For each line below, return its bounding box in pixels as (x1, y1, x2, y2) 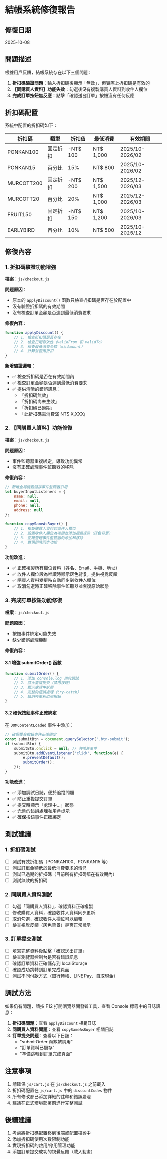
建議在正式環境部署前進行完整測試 (12, 1100, 83, 1106)
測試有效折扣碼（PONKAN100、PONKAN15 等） (12, 858, 111, 864)
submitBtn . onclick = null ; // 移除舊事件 (14, 746, 97, 751)
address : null (14, 508, 43, 513)
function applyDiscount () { (5, 330, 64, 335)
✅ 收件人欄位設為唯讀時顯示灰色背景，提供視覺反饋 (12, 571, 118, 577)
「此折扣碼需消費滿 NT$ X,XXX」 (19, 411, 88, 417)
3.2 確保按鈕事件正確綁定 (5, 710, 57, 716)
